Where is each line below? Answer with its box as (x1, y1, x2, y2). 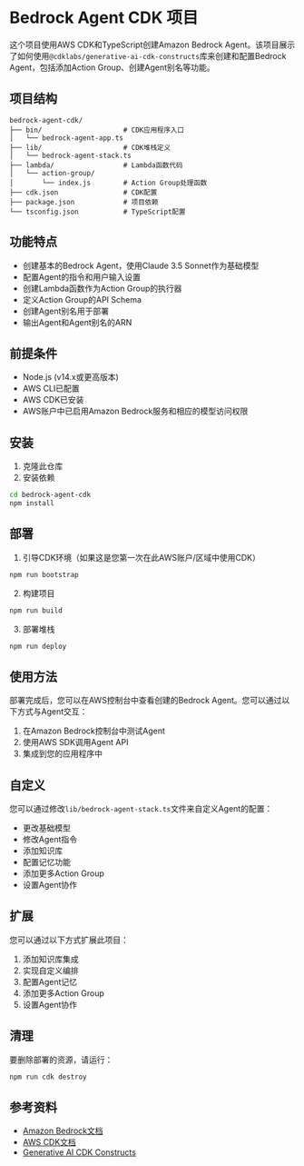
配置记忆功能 (22, 857, 71, 867)
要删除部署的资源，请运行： (9, 1054, 113, 1065)
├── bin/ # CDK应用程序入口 (9, 125, 184, 135)
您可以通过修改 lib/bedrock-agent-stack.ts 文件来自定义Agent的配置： (9, 803, 273, 813)
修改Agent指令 (22, 834, 78, 844)
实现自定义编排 (22, 964, 79, 976)
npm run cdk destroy (9, 1072, 88, 1081)
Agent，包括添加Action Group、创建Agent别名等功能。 (9, 62, 215, 73)
